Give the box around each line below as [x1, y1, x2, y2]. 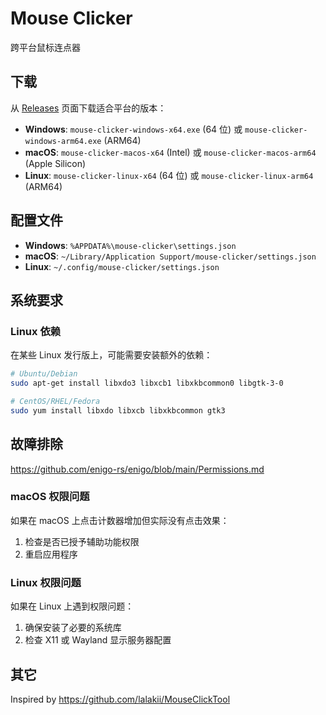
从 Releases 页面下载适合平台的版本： [10, 102, 167, 114]
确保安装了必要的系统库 [24, 622, 122, 634]
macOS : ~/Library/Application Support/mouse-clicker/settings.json [24, 250, 317, 262]
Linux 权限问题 [10, 575, 82, 589]
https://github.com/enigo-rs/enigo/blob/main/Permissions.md [10, 463, 265, 475]
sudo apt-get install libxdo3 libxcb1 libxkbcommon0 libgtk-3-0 [10, 378, 284, 389]
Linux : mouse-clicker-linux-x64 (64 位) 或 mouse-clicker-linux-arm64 [24, 169, 314, 181]
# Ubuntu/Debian [10, 369, 78, 379]
